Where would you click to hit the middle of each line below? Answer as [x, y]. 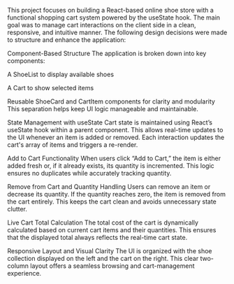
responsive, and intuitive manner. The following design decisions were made [117, 32]
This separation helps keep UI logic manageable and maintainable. [103, 109]
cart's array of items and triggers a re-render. [73, 145]
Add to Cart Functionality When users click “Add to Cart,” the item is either [114, 158]
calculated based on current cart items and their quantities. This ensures [112, 230]
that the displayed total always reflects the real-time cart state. [97, 237]
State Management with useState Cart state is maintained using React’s [110, 122]
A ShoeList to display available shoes [60, 74]
